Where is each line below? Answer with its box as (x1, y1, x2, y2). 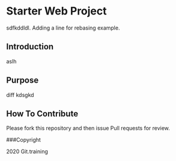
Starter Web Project (6, 4, 107, 18)
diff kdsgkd (6, 91, 34, 98)
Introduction (6, 42, 54, 52)
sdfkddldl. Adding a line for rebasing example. (6, 24, 120, 31)
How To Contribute (6, 109, 79, 119)
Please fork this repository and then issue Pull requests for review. (6, 125, 170, 132)
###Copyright (6, 136, 41, 144)
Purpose (6, 75, 39, 86)
